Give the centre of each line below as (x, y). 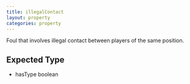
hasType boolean (37, 74)
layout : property (28, 18)
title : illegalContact (35, 12)
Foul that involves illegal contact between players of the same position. (95, 41)
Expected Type (36, 59)
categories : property (34, 23)
